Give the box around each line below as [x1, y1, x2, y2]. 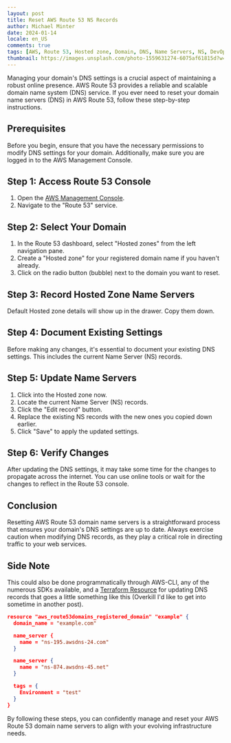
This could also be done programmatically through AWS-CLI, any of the [7, 579, 210, 587]
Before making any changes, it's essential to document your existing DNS [7, 345, 215, 353]
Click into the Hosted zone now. [16, 390, 108, 399]
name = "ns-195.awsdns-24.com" [19, 638, 109, 645]
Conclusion [7, 499, 58, 511]
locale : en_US [7, 36, 48, 43]
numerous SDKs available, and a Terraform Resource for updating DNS [7, 585, 208, 594]
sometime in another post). [7, 600, 84, 609]
